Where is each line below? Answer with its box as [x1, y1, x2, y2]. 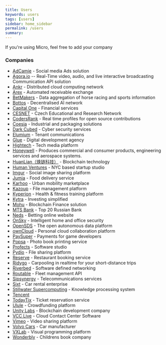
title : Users [5, 7, 32, 12]
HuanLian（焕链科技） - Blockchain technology [12, 159, 110, 165]
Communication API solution [12, 78, 71, 85]
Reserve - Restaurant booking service [12, 255, 91, 261]
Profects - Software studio [12, 244, 67, 250]
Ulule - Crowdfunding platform [12, 303, 76, 309]
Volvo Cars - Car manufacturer [12, 324, 76, 330]
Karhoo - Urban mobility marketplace [12, 180, 89, 186]
